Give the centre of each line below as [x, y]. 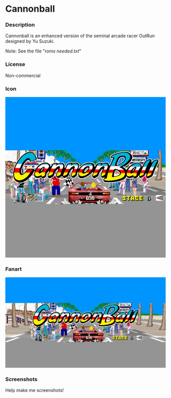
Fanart [13, 269]
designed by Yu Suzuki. [30, 41]
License [15, 64]
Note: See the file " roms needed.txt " [43, 51]
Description [20, 25]
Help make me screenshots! [35, 390]
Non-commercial [23, 75]
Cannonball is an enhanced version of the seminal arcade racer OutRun [80, 36]
